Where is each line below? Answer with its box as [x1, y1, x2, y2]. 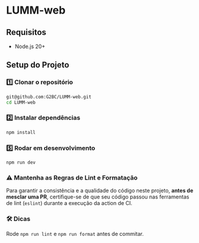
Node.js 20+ [14, 43, 46, 50]
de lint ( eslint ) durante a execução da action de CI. [6, 200, 132, 207]
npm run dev [6, 159, 36, 165]
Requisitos [6, 27, 46, 37]
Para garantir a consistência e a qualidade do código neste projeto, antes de [6, 187, 194, 194]
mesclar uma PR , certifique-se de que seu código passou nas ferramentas [6, 193, 189, 200]
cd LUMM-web [6, 99, 36, 105]
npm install [6, 129, 36, 135]
